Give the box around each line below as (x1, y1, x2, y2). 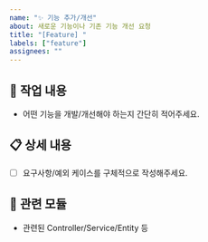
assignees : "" (9, 47, 63, 56)
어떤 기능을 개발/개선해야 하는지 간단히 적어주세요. (22, 108, 200, 119)
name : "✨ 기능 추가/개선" (9, 13, 98, 23)
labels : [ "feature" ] (9, 38, 88, 48)
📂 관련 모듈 (9, 197, 68, 212)
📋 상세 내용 (9, 138, 72, 153)
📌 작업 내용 (9, 82, 68, 98)
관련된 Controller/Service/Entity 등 (22, 222, 149, 233)
